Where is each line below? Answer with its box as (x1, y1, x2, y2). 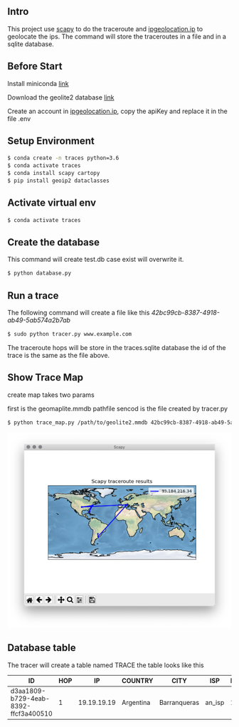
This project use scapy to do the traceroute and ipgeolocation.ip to (7, 24, 203, 33)
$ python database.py (7, 270, 72, 277)
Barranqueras (159, 698, 200, 706)
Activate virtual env (7, 197, 97, 209)
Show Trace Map (7, 371, 84, 383)
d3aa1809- (10, 686, 46, 696)
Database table (7, 642, 76, 654)
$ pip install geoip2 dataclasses (7, 177, 110, 184)
